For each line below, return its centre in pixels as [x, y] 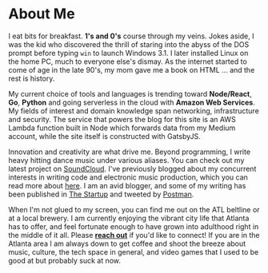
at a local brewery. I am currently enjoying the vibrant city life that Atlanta [129, 218]
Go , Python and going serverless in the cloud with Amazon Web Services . [132, 102]
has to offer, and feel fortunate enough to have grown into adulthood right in [134, 226]
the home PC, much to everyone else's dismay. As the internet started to [128, 61]
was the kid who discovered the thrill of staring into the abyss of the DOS [129, 44]
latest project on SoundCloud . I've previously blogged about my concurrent [132, 168]
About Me [42, 14]
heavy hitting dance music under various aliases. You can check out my [126, 160]
